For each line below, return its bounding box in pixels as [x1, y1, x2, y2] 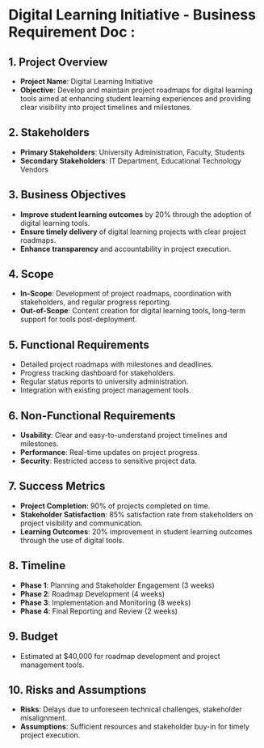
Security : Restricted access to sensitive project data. [19, 456, 198, 466]
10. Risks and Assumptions [8, 682, 147, 697]
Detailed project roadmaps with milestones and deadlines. [19, 359, 214, 369]
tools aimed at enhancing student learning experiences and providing [19, 94, 252, 103]
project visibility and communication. [19, 518, 143, 528]
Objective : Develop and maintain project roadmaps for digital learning [19, 85, 253, 95]
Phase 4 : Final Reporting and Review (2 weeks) [19, 606, 178, 616]
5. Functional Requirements [8, 338, 149, 351]
